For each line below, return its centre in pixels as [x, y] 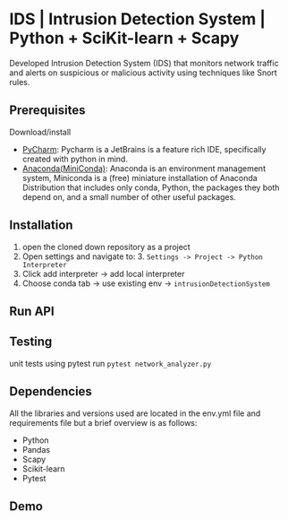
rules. [20, 82]
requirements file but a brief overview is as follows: [103, 422]
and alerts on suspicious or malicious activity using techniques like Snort [143, 73]
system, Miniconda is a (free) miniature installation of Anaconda [140, 178]
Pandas [36, 449]
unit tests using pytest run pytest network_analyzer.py [110, 363]
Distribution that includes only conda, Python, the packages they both [151, 187]
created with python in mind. [75, 159]
